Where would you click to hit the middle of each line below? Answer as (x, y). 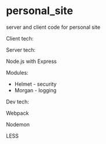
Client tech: (20, 38)
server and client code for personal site (53, 27)
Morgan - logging (36, 90)
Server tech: (21, 50)
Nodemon (18, 124)
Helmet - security (36, 84)
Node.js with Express (31, 61)
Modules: (17, 72)
